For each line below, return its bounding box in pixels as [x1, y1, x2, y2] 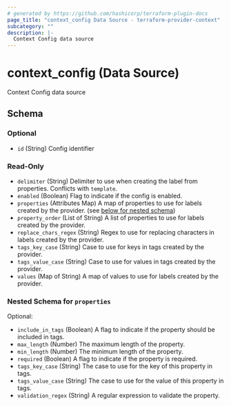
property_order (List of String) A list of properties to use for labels [17, 214, 205, 222]
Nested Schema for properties [7, 297, 112, 306]
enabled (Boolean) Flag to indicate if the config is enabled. [17, 192, 183, 200]
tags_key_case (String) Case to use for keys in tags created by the [17, 243, 205, 251]
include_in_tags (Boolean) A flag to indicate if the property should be [17, 325, 215, 334]
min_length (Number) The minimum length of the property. [17, 348, 184, 356]
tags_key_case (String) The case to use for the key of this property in [17, 362, 212, 370]
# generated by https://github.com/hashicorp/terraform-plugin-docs [7, 10, 208, 17]
